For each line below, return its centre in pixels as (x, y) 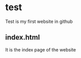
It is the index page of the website (40, 49)
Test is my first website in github (39, 21)
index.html (23, 37)
